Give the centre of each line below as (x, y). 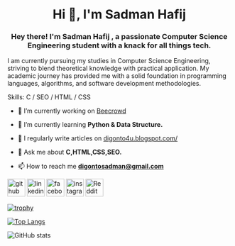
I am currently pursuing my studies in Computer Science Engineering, (109, 61)
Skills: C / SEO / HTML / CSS (49, 97)
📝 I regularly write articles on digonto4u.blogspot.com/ (98, 138)
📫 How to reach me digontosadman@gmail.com (91, 167)
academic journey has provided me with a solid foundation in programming (117, 76)
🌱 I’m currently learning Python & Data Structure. (90, 125)
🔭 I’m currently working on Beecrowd (72, 111)
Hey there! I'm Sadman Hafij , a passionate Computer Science (119, 37)
